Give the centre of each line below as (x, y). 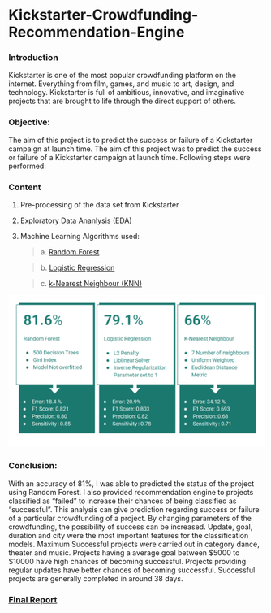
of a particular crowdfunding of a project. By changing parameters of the (130, 518)
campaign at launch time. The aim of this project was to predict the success (135, 149)
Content (25, 187)
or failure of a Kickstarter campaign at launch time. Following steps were (129, 157)
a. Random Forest (70, 252)
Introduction (33, 58)
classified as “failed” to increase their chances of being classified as (123, 501)
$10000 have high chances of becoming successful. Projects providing (127, 561)
